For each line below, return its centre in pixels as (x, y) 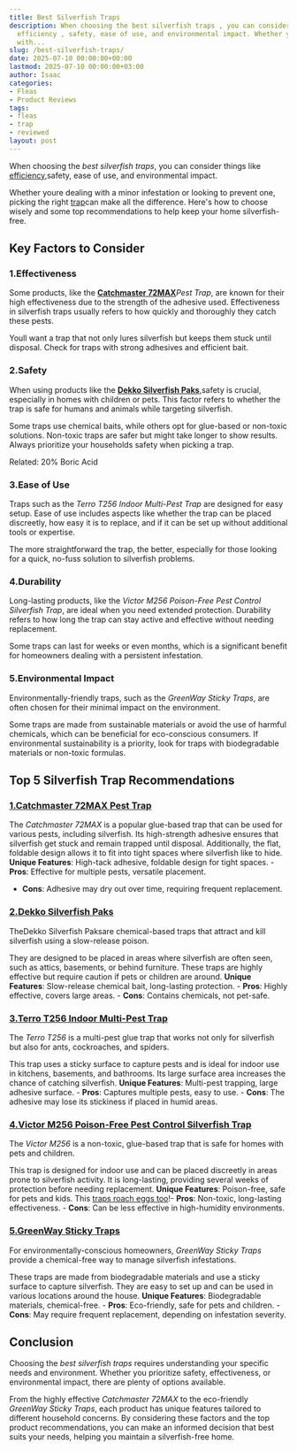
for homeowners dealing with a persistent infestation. (106, 656)
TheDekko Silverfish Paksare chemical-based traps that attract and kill (137, 931)
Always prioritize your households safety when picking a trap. (122, 444)
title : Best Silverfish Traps (65, 17)
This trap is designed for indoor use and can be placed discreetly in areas (144, 1171)
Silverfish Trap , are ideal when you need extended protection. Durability (140, 610)
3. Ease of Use (40, 485)
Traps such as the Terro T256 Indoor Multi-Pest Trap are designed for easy (146, 504)
